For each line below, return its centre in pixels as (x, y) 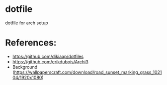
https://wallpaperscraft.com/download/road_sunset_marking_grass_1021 (88, 72)
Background (25, 67)
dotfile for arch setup (27, 23)
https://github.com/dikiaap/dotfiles (48, 56)
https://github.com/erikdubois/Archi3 (50, 62)
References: (31, 43)
